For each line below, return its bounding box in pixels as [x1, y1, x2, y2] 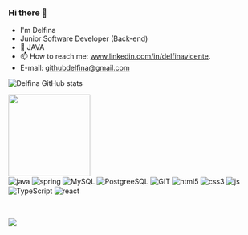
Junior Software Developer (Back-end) [19, 34, 148, 43]
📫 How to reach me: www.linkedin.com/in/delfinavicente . [19, 51, 211, 61]
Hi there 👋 [8, 7, 48, 18]
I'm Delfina [19, 26, 56, 35]
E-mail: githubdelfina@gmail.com [19, 63, 130, 73]
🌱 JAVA [19, 43, 45, 52]
